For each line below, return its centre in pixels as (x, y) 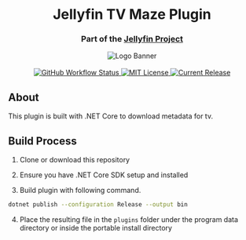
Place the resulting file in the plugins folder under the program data (129, 219)
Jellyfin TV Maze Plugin (132, 15)
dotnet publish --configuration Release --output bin (98, 205)
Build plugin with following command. (80, 191)
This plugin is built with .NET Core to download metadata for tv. (111, 116)
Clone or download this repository (75, 160)
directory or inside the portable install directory (96, 227)
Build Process (42, 141)
